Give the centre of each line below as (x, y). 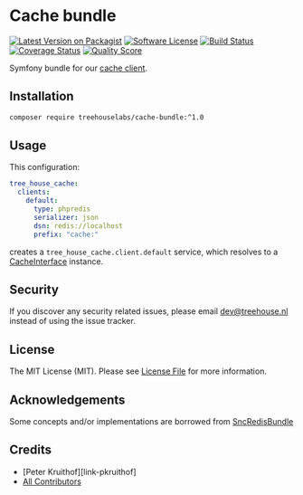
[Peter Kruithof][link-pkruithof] (80, 471)
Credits (31, 450)
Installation (42, 96)
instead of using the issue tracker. (72, 321)
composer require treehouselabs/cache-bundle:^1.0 (107, 117)
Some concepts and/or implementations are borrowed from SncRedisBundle (151, 421)
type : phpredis (62, 209)
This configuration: (44, 167)
